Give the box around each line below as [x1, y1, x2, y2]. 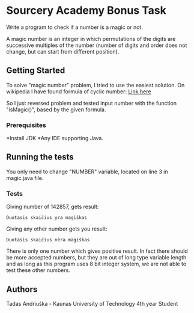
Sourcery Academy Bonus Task [6, 4, 166, 17]
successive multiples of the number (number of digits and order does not [6, 42, 187, 49]
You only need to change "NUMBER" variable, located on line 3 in [6, 168, 168, 175]
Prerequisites [6, 121, 46, 129]
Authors [6, 284, 38, 294]
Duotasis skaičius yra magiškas [6, 215, 87, 221]
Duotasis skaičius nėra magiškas [6, 237, 90, 243]
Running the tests [6, 152, 74, 163]
